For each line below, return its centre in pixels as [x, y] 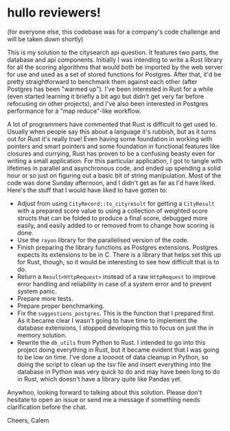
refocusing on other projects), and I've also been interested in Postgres [108, 103]
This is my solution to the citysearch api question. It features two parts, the [113, 52]
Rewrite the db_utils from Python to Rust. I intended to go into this [111, 342]
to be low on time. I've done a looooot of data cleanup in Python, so [113, 357]
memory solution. [42, 335]
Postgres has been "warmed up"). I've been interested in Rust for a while [110, 89]
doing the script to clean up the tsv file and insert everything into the [114, 364]
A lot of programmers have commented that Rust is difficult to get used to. [112, 124]
